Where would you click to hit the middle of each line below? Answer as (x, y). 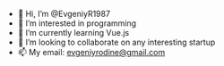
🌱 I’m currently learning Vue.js (73, 33)
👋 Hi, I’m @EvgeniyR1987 (64, 14)
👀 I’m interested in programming (77, 23)
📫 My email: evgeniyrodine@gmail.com (91, 52)
